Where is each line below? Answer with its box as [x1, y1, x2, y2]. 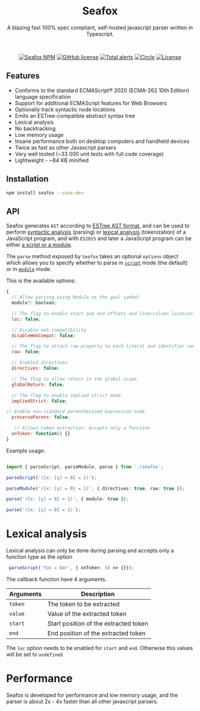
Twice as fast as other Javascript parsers [14, 144, 117, 151]
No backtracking [14, 124, 56, 132]
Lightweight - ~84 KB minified [14, 157, 89, 164]
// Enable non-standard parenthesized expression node [6, 408, 145, 415]
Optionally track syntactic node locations [14, 106, 115, 113]
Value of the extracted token [47, 609, 127, 618]
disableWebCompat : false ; [11, 332, 76, 338]
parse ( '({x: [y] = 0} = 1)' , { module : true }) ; [6, 496, 129, 502]
